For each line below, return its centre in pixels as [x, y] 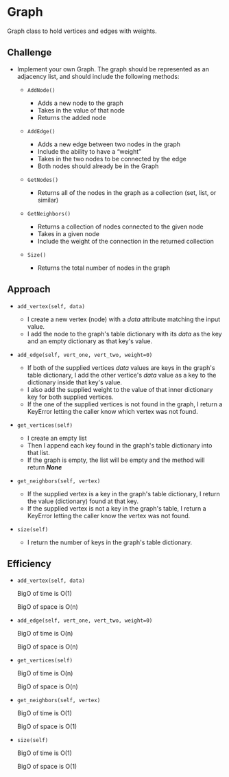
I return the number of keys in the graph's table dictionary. [110, 542]
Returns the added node [72, 117]
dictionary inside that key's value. [74, 382]
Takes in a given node [68, 233]
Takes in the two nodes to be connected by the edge [112, 159]
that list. [38, 452]
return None [45, 467]
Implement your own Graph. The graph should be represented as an [113, 69]
